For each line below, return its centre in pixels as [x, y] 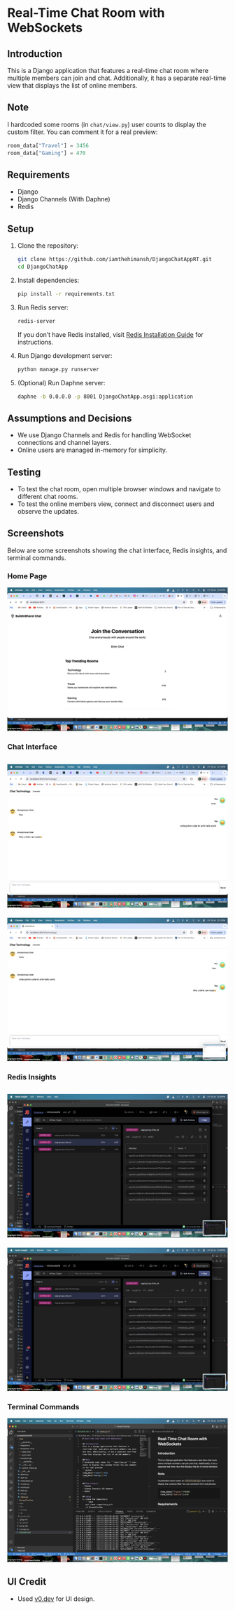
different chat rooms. [48, 497]
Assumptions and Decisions [70, 418]
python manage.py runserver [58, 369]
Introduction [35, 54]
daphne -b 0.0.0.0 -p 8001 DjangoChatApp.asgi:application [105, 397]
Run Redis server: [43, 307]
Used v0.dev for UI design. [56, 1599]
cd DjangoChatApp [43, 267]
